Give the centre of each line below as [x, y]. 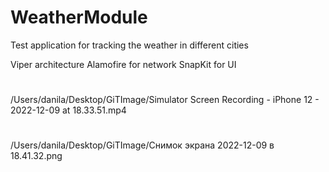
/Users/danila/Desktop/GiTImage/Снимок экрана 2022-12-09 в [142, 145]
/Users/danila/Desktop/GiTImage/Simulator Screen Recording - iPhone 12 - [165, 100]
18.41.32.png [36, 156]
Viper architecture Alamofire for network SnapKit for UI [123, 64]
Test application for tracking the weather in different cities [129, 45]
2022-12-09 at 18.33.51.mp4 [68, 110]
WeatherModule [79, 17]
